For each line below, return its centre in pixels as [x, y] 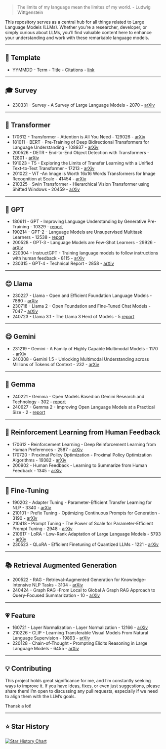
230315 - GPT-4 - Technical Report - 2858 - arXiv [63, 263]
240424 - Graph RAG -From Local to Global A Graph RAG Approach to [84, 590]
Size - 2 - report [29, 412]
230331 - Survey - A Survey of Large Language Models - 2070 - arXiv [83, 105]
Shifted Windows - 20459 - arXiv [46, 189]
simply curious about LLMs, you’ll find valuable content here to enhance [79, 32]
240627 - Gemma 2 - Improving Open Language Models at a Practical [83, 407]
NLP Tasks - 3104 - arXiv [57, 585]
